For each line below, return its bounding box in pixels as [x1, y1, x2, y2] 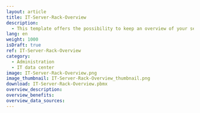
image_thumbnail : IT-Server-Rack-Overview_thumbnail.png [6, 75, 151, 81]
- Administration [11, 59, 55, 65]
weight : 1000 [6, 36, 39, 42]
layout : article [6, 8, 46, 15]
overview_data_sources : [6, 97, 65, 103]
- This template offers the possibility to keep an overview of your [11, 25, 187, 32]
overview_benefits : [6, 92, 55, 98]
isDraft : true [6, 42, 42, 48]
